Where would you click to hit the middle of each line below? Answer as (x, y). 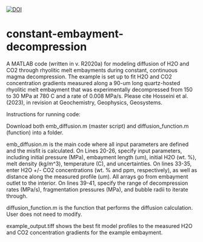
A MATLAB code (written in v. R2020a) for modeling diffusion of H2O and (98, 63)
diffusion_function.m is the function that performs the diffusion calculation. (100, 207)
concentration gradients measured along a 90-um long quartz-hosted (93, 83)
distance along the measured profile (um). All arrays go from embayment (97, 176)
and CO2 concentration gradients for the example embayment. (85, 232)
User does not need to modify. (44, 214)
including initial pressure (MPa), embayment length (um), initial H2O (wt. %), (101, 157)
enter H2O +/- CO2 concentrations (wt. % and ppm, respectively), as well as (102, 170)
